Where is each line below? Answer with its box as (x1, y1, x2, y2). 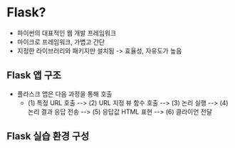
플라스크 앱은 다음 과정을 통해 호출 (16, 90, 113, 98)
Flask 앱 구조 (6, 69, 62, 82)
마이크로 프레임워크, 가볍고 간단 (16, 37, 105, 46)
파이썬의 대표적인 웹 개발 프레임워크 (16, 28, 117, 37)
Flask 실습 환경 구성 (6, 130, 90, 142)
